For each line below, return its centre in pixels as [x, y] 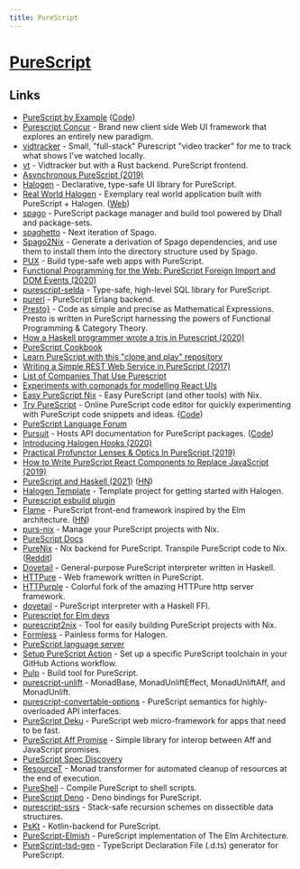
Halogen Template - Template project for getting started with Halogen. [153, 490]
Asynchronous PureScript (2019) [83, 174]
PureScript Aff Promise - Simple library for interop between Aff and [147, 739]
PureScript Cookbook [62, 347]
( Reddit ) [37, 558]
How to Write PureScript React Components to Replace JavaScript [145, 462]
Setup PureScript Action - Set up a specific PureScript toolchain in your [155, 654]
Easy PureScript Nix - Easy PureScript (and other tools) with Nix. [142, 395]
